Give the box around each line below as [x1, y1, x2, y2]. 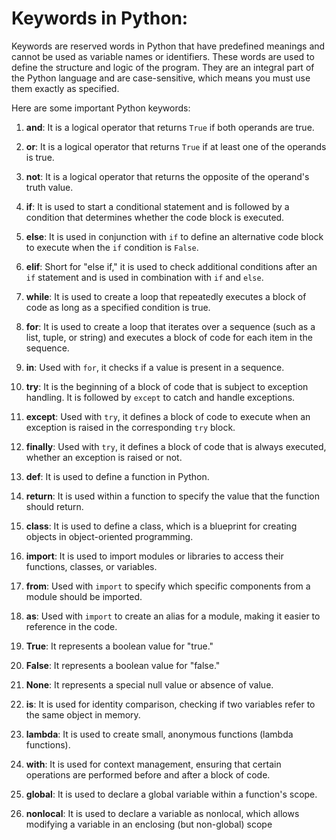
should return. [25, 500, 84, 512]
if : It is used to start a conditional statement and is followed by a [25, 200, 290, 212]
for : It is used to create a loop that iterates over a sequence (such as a [25, 320, 316, 332]
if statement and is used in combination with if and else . [25, 271, 264, 283]
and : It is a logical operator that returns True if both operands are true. [25, 121, 315, 133]
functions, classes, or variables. [25, 560, 158, 572]
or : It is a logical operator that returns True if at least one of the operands [25, 140, 327, 152]
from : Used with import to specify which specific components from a [25, 580, 311, 592]
